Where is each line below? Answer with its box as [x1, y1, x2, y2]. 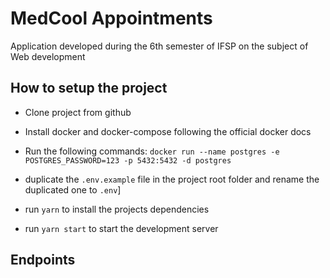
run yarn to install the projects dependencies [24, 203, 210, 215]
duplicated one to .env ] [24, 183, 122, 196]
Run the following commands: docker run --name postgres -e [24, 145, 280, 157]
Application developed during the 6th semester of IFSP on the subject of [10, 40, 309, 52]
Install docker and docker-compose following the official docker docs [24, 125, 312, 137]
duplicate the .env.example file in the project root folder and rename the [24, 173, 320, 185]
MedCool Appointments [10, 7, 213, 30]
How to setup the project [10, 80, 168, 97]
